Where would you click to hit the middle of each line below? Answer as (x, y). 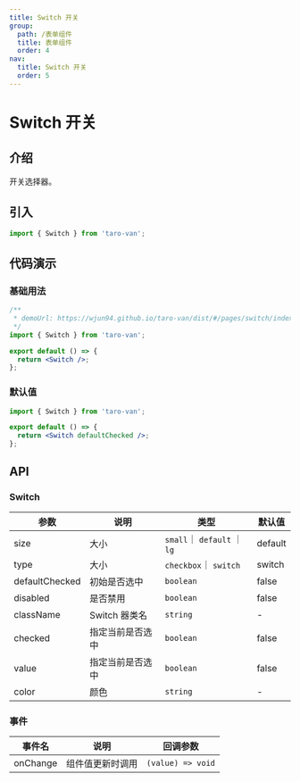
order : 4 (33, 51)
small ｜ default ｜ (204, 539)
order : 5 (33, 76)
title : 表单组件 (45, 42)
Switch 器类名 (118, 615)
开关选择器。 (33, 181)
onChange (36, 763)
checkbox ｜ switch (203, 565)
